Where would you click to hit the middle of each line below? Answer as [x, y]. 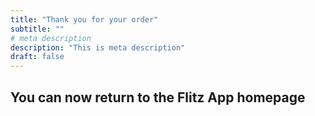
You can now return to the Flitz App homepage [158, 97]
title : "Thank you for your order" [84, 19]
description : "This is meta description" [98, 47]
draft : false [37, 57]
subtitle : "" [37, 29]
